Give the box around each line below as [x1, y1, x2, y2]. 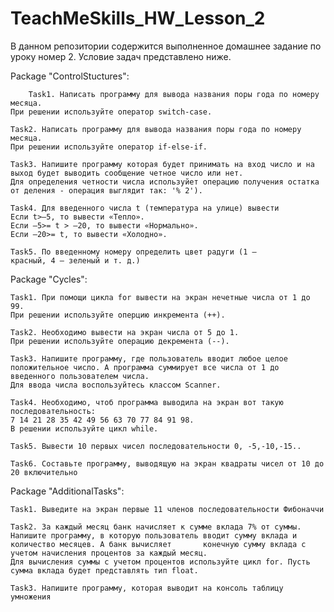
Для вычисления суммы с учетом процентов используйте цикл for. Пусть [10, 557, 311, 567]
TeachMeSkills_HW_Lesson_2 [10, 7, 266, 30]
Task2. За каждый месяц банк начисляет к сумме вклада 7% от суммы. [10, 522, 302, 532]
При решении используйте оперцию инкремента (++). [10, 310, 226, 320]
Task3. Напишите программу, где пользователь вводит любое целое [10, 353, 288, 364]
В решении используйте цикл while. [10, 423, 159, 434]
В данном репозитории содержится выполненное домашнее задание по [10, 40, 322, 52]
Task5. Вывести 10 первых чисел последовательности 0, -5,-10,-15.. [10, 441, 302, 451]
